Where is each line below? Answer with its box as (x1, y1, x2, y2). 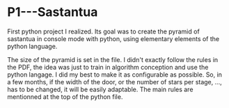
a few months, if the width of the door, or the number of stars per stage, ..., (7, 77, 223, 86)
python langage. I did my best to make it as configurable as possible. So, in (7, 70, 223, 79)
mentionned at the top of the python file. (7, 92, 123, 101)
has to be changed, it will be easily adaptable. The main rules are (7, 85, 194, 93)
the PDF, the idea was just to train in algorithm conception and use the (7, 63, 209, 71)
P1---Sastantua (7, 4, 98, 20)
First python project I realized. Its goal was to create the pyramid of (7, 27, 200, 36)
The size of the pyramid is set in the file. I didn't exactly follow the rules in (7, 55, 219, 63)
